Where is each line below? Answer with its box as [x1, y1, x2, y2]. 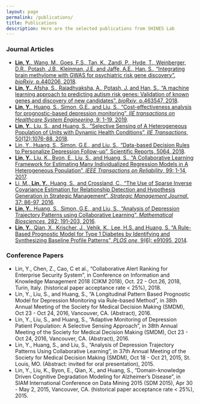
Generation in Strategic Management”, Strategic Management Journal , [14, 192, 189, 199]
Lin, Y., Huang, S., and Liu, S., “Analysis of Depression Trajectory [14, 341, 174, 348]
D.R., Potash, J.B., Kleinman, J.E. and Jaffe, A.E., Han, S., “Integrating [14, 65, 185, 72]
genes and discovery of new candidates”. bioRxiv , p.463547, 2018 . [14, 97, 179, 104]
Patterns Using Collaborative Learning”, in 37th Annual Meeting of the [14, 347, 186, 354]
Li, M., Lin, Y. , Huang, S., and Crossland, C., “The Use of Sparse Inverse [14, 179, 192, 186]
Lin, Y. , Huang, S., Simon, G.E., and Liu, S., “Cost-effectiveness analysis [14, 103, 192, 111]
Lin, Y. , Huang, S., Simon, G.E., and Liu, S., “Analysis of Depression [14, 204, 180, 212]
